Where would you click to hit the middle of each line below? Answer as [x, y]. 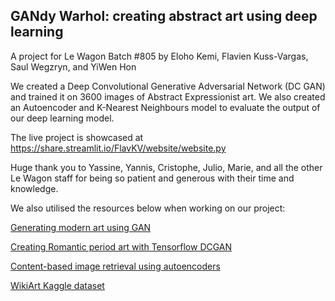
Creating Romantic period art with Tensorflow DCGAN [121, 246]
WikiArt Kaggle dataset [57, 285]
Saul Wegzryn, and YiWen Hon [73, 66]
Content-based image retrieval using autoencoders [115, 266]
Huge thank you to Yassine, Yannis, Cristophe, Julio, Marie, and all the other [166, 167]
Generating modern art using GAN [81, 227]
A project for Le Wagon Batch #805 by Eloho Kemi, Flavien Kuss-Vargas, [159, 56]
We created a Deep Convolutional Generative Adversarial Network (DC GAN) [168, 86]
